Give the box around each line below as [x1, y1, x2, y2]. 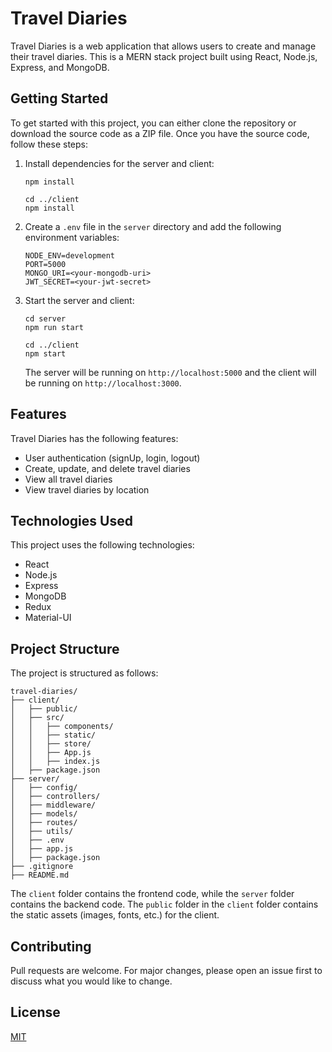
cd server [24, 313, 67, 324]
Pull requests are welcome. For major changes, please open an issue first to [10, 965, 323, 976]
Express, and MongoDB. [10, 61, 110, 73]
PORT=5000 [24, 259, 67, 269]
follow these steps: [10, 138, 88, 150]
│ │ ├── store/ [10, 739, 92, 749]
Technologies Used [10, 512, 133, 529]
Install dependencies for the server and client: [24, 157, 215, 169]
